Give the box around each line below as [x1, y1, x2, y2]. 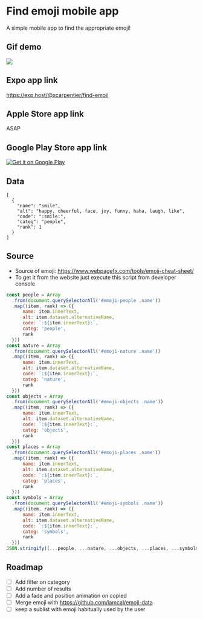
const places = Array [6, 444, 61, 450]
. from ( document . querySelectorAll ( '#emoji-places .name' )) [11, 450, 161, 456]
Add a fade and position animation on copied [14, 592, 127, 599]
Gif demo [6, 42, 42, 52]
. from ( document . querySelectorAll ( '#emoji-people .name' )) [11, 297, 161, 304]
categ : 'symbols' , [22, 529, 69, 535]
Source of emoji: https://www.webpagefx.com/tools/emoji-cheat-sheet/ [14, 267, 195, 274]
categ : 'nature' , [22, 376, 66, 383]
